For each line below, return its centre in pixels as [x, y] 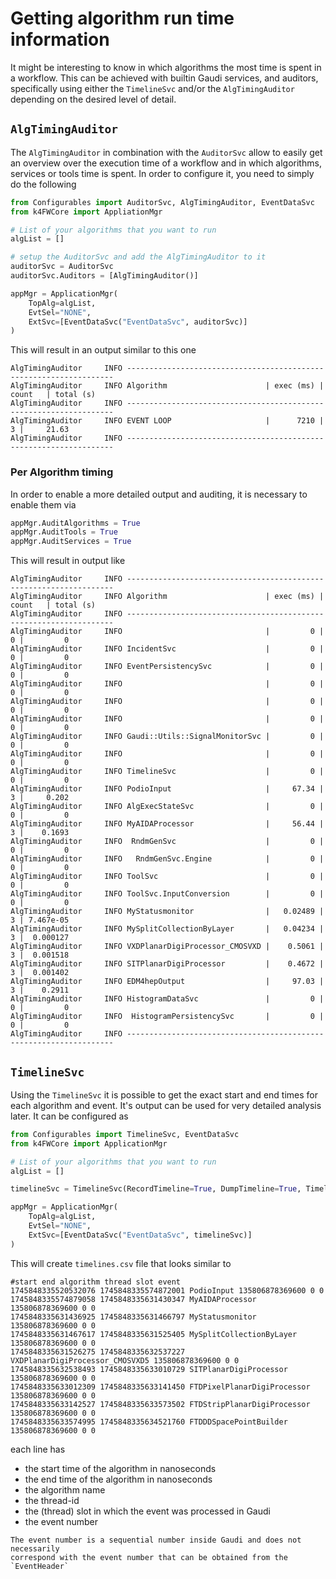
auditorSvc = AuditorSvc [62, 267]
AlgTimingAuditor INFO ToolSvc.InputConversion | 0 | [167, 894]
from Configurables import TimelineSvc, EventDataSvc [125, 1134]
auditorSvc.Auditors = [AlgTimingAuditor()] [104, 276]
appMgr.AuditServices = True [71, 542]
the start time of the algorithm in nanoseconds [120, 1468]
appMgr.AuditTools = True [64, 532]
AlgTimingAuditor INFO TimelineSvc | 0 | [167, 772]
